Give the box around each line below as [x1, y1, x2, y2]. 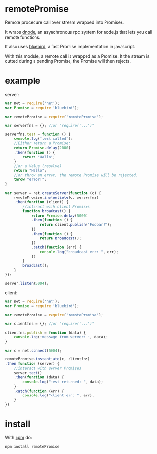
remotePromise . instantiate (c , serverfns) [14, 195, 99, 200]
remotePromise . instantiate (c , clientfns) [5, 357, 90, 362]
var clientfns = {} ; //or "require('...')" [5, 321, 95, 326]
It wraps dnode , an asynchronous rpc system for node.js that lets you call [5, 29, 152, 35]
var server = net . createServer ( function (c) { [5, 190, 101, 196]
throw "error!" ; [14, 177, 47, 182]
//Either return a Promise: [14, 141, 70, 146]
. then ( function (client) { [14, 199, 69, 204]
